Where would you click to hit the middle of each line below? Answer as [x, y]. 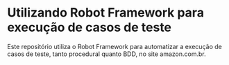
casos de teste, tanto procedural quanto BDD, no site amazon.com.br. [107, 54]
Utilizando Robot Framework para [106, 13]
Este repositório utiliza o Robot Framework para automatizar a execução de [114, 46]
